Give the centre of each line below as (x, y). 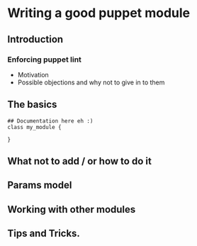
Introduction (35, 39)
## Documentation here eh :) (50, 121)
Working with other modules (72, 209)
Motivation (33, 74)
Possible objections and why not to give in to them (91, 82)
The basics (32, 105)
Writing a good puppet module (99, 13)
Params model (40, 185)
